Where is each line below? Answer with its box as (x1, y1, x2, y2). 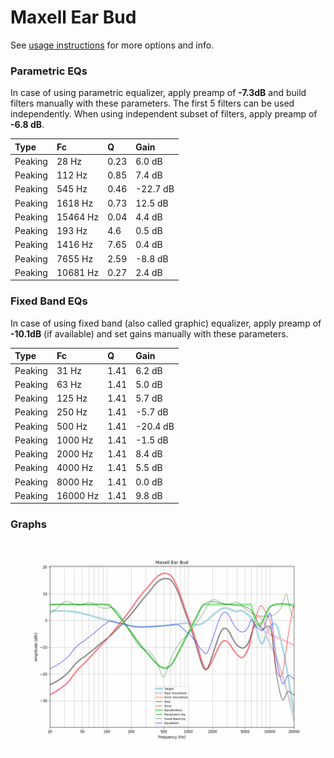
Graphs (10, 517, 47, 531)
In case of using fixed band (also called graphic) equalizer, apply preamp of (10, 317, 322, 329)
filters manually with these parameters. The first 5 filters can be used (10, 97, 295, 110)
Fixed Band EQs (10, 294, 88, 308)
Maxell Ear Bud (10, 6, 137, 29)
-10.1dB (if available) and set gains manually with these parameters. (10, 327, 289, 340)
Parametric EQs (10, 64, 88, 78)
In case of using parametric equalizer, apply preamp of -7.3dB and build (10, 87, 307, 99)
